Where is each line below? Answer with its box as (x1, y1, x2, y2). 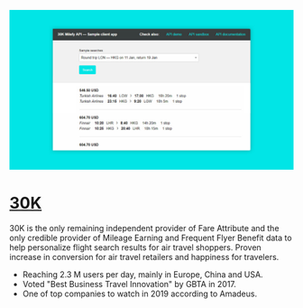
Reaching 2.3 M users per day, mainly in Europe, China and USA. (22, 268, 263, 280)
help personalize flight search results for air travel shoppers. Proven (9, 241, 262, 253)
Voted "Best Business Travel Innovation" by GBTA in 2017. (22, 278, 237, 289)
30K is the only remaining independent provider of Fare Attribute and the (9, 222, 280, 233)
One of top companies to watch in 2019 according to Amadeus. (22, 288, 258, 299)
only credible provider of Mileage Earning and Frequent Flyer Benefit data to (9, 232, 292, 243)
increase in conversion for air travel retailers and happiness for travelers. (9, 251, 280, 262)
